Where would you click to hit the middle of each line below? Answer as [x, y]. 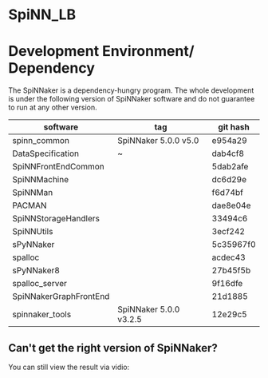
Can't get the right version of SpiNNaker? [113, 348]
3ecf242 [229, 232]
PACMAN [30, 205]
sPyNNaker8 [36, 271]
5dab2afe [230, 167]
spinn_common [41, 141]
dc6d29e [229, 180]
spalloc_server [40, 284]
